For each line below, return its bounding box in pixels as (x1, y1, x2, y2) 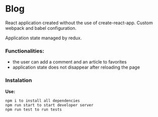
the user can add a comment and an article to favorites (12, 59, 127, 65)
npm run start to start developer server (5, 102, 94, 107)
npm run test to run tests (5, 107, 62, 112)
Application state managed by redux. (5, 35, 82, 41)
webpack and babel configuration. (5, 25, 77, 31)
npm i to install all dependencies (5, 98, 80, 103)
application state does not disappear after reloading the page (12, 64, 140, 71)
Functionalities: (5, 47, 44, 54)
